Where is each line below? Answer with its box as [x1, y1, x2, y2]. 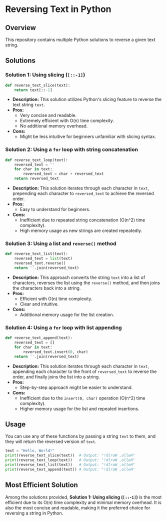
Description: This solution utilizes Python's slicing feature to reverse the [12, 96, 162, 102]
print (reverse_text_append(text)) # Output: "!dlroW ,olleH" [5, 466, 135, 472]
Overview [5, 23, 36, 32]
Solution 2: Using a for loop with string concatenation [5, 146, 138, 153]
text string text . [12, 101, 45, 108]
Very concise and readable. [19, 112, 76, 118]
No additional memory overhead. [19, 123, 88, 129]
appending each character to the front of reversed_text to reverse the [12, 368, 157, 374]
